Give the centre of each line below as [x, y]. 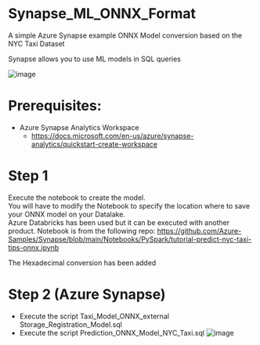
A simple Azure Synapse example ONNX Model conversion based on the [125, 35]
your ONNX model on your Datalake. [67, 214]
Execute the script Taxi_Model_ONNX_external [94, 316]
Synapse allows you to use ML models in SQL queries [95, 59]
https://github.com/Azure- [199, 231]
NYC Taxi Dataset [36, 43]
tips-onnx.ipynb [34, 247]
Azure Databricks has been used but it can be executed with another [119, 222]
